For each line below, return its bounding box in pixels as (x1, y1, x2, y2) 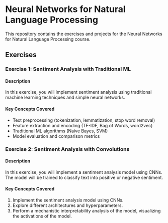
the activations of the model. (12, 213, 72, 219)
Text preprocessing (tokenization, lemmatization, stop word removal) (12, 117, 155, 123)
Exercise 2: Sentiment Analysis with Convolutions (5, 145, 130, 152)
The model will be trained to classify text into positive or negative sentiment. (5, 174, 163, 180)
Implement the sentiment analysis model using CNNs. (12, 197, 124, 203)
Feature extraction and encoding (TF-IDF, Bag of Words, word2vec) (12, 122, 153, 128)
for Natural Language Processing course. (5, 36, 91, 42)
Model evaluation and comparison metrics (12, 133, 100, 139)
